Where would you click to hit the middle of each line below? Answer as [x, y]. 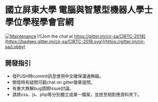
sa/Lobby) [15, 47]
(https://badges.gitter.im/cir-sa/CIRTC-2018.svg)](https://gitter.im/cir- [75, 41]
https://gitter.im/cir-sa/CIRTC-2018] [110, 36]
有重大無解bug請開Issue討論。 [43, 88]
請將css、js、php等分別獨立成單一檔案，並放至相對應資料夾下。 [77, 94]
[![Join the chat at [55, 36]
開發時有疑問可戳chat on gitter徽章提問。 [54, 82]
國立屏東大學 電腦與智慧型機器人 [70, 10]
